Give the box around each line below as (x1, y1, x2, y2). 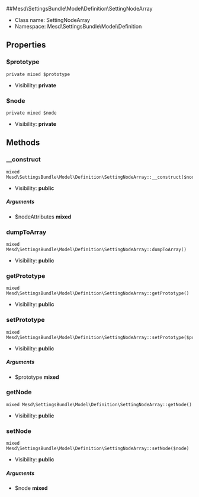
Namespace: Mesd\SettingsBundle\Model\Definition (14, 23, 142, 30)
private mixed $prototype (6, 71, 70, 77)
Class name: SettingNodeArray (14, 17, 91, 23)
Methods (6, 138, 40, 148)
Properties (6, 40, 46, 50)
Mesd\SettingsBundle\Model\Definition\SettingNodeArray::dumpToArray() (6, 246, 187, 252)
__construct (6, 156, 41, 164)
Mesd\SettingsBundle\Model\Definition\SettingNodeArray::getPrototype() (6, 290, 190, 296)
